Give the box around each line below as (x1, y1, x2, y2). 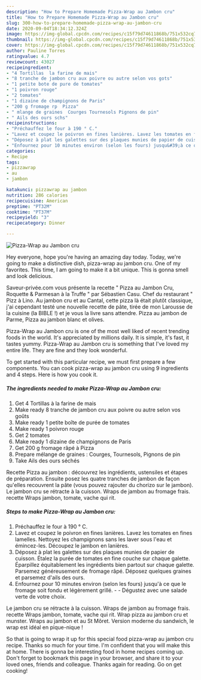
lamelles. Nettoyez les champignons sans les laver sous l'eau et (14, 536, 172, 543)
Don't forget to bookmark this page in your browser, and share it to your (6, 654, 184, 661)
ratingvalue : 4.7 (6, 53, 50, 59)
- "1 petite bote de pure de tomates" (6, 81, 103, 87)
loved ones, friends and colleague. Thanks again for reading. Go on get (6, 660, 182, 668)
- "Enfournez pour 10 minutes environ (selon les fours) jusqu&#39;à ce (6, 142, 191, 149)
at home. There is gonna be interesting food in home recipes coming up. (6, 648, 184, 655)
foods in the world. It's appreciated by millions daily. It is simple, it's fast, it (6, 334, 190, 341)
